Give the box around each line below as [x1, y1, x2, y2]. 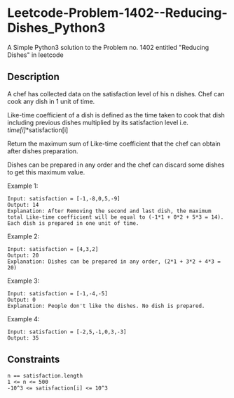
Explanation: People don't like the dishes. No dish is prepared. [7, 302, 205, 309]
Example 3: [7, 276, 40, 285]
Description [7, 71, 60, 83]
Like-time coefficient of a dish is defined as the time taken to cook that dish [7, 110, 226, 119]
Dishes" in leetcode [7, 51, 64, 59]
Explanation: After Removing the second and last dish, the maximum [7, 207, 212, 214]
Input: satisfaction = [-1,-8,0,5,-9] [7, 195, 121, 202]
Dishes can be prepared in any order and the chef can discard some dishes [7, 160, 225, 169]
